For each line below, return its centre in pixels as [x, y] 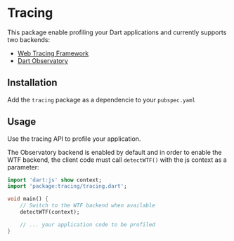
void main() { [28, 199]
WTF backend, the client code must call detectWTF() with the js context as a [117, 160]
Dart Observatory [43, 60]
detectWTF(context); [50, 212]
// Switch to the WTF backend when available [88, 206]
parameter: [24, 167]
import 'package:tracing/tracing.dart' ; [67, 186]
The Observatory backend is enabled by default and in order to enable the [115, 152]
